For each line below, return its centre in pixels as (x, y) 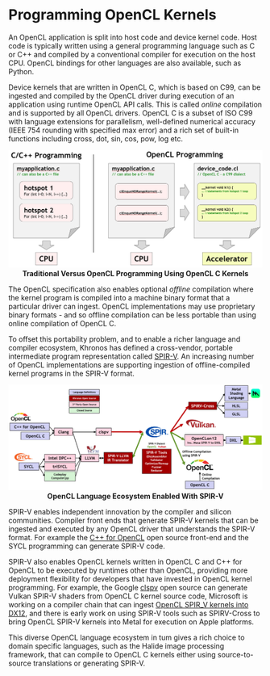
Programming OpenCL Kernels (112, 15)
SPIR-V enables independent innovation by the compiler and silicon (120, 511)
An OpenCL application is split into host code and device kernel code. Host (133, 37)
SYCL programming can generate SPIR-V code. (87, 546)
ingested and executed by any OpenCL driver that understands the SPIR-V (132, 529)
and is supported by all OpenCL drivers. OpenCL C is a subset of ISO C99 (131, 113)
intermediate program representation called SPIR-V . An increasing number (131, 356)
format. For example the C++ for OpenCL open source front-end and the (129, 537)
